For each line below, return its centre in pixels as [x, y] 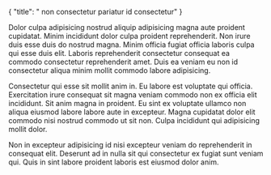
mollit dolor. [28, 129]
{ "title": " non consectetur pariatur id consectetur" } [95, 12]
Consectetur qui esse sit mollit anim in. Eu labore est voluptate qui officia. [131, 86]
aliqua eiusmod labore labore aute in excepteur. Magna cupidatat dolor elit [132, 112]
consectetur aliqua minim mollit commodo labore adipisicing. [110, 70]
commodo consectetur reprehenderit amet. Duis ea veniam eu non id [123, 62]
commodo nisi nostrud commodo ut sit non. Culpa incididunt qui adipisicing [134, 120]
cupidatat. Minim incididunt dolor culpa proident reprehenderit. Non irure [129, 36]
